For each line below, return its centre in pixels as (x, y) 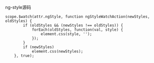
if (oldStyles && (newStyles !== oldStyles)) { (73, 25)
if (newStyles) (39, 47)
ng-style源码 (18, 7)
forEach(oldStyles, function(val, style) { (77, 30)
